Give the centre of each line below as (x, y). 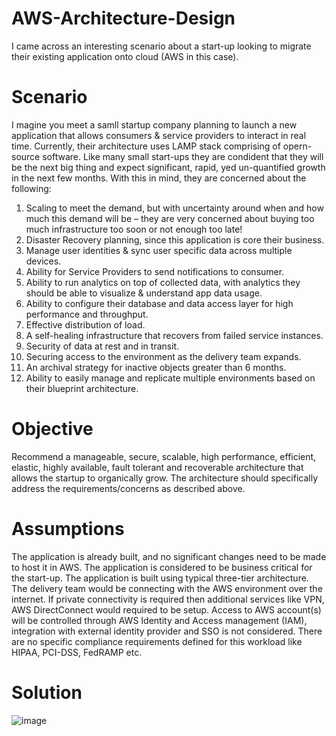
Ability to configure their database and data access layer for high (159, 303)
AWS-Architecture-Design (123, 18)
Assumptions (68, 529)
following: (31, 188)
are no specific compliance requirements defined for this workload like (157, 641)
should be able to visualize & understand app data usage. (144, 293)
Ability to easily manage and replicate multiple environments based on (170, 378)
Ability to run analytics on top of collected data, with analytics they (163, 282)
